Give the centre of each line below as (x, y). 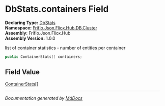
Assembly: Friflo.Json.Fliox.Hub (38, 33)
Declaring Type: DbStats (30, 23)
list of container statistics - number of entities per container (65, 48)
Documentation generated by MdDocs (44, 98)
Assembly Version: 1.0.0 (30, 38)
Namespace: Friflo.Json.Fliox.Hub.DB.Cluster (51, 27)
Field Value (23, 72)
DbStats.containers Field (57, 9)
